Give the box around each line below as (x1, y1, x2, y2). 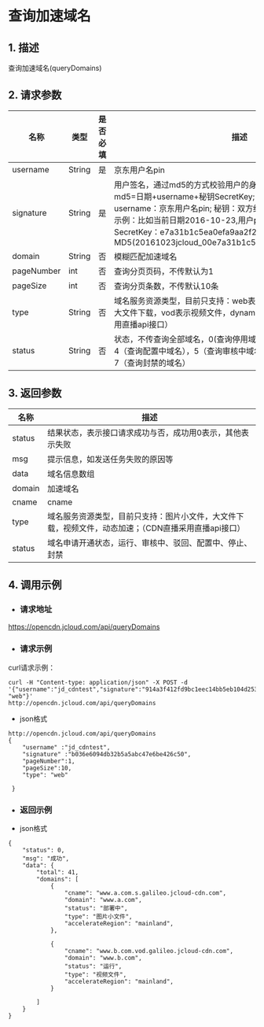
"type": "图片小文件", (64, 912, 133, 921)
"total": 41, (36, 868, 79, 876)
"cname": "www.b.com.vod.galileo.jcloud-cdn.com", (64, 947, 234, 955)
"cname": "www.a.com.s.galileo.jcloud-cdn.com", (64, 888, 226, 897)
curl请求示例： (8, 663, 56, 672)
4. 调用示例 (8, 578, 62, 592)
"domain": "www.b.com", (64, 954, 143, 962)
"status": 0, (22, 846, 65, 854)
